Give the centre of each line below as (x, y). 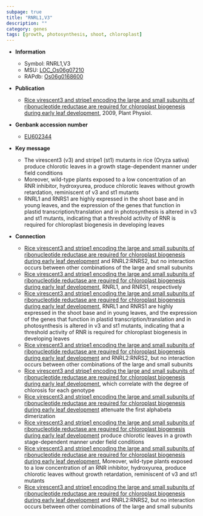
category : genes (27, 29)
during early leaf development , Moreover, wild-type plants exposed (108, 461)
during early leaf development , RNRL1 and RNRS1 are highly (98, 306)
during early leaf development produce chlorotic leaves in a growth (108, 436)
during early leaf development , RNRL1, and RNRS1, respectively (103, 287)
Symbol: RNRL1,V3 (47, 64)
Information (30, 52)
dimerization (40, 416)
